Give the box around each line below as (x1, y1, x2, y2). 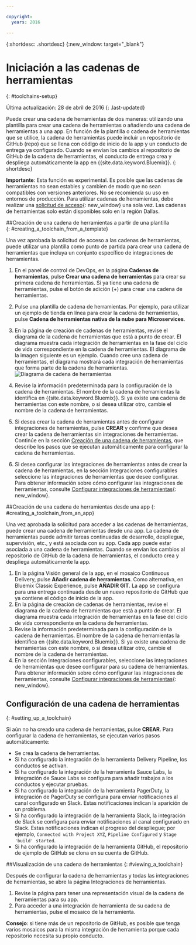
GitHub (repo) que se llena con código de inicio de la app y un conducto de (6, 140, 187, 147)
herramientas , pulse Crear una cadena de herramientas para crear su (14, 273, 186, 280)
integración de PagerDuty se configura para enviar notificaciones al (14, 793, 178, 801)
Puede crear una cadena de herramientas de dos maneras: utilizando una (6, 116, 183, 123)
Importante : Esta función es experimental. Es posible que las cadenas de (6, 177, 183, 184)
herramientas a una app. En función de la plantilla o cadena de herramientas (6, 128, 190, 135)
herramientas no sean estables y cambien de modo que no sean (6, 183, 161, 190)
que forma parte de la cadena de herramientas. (14, 364, 129, 371)
